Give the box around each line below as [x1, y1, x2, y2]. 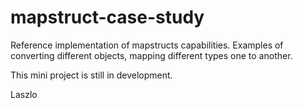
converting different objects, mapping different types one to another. [10, 49, 293, 61]
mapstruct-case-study [10, 6, 205, 29]
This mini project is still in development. [10, 69, 173, 81]
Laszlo [10, 88, 38, 100]
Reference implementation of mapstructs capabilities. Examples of [10, 39, 284, 51]
